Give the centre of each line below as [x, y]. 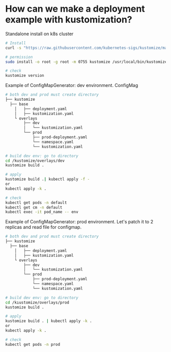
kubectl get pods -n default [36, 202]
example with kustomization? [69, 20]
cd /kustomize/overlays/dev [35, 161]
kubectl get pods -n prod [33, 344]
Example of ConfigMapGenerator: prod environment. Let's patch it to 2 [79, 222]
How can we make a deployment [75, 9]
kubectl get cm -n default [34, 207]
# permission [19, 57]
